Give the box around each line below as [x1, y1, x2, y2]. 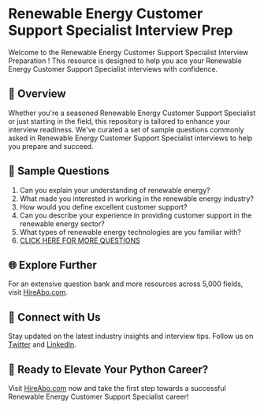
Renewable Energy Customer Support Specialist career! [8, 392, 189, 401]
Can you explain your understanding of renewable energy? [19, 185, 210, 195]
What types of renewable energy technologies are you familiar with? [19, 227, 242, 236]
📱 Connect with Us [8, 310, 101, 324]
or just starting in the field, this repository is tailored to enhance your [8, 116, 231, 126]
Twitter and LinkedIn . [8, 340, 76, 349]
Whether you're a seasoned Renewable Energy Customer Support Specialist [8, 108, 256, 117]
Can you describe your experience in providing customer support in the [19, 210, 252, 220]
